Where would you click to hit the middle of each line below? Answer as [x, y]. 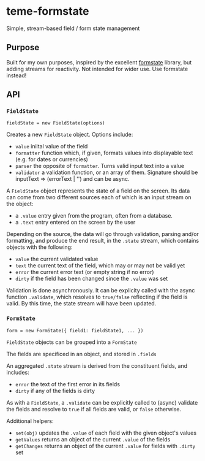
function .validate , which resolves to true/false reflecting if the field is [97, 297]
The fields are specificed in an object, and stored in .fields [82, 354]
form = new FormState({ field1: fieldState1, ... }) [75, 330]
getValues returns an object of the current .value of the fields [93, 439]
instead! [17, 75]
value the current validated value [57, 259]
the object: [20, 204]
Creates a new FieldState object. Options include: [70, 135]
